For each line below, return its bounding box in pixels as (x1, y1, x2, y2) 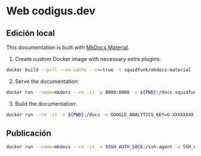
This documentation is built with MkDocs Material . (6, 44, 130, 51)
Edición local (6, 28, 55, 38)
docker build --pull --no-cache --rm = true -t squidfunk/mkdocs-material (6, 67, 191, 73)
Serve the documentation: (14, 78, 80, 85)
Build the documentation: (14, 100, 77, 107)
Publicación (6, 129, 52, 139)
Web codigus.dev (6, 4, 96, 18)
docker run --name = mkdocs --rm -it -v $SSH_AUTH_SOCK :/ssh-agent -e (6, 144, 181, 150)
